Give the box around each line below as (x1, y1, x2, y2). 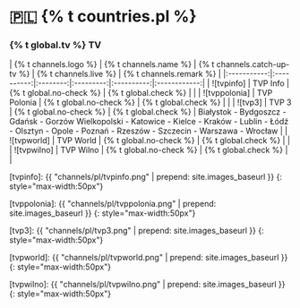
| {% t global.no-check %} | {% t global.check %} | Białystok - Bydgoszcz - (9, 107, 287, 117)
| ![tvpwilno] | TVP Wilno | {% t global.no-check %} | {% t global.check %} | (9, 145, 288, 156)
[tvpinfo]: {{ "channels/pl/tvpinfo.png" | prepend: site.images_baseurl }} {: (9, 172, 282, 183)
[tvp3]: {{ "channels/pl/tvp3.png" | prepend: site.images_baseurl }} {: (9, 226, 264, 236)
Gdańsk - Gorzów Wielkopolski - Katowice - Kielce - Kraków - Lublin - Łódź (9, 116, 289, 127)
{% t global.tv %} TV (9, 38, 102, 51)
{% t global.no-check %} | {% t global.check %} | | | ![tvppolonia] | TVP (9, 88, 273, 98)
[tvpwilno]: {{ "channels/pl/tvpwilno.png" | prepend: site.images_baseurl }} (9, 279, 286, 290)
